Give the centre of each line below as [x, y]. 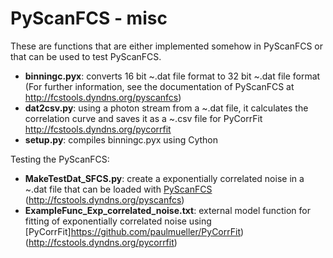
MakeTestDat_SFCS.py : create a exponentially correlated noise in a [164, 178]
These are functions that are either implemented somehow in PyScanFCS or [167, 46]
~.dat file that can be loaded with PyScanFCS [118, 189]
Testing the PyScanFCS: [60, 159]
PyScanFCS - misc [89, 18]
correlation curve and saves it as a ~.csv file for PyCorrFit [143, 118]
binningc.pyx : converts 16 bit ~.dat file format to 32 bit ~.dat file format [172, 76]
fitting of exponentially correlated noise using [118, 221]
